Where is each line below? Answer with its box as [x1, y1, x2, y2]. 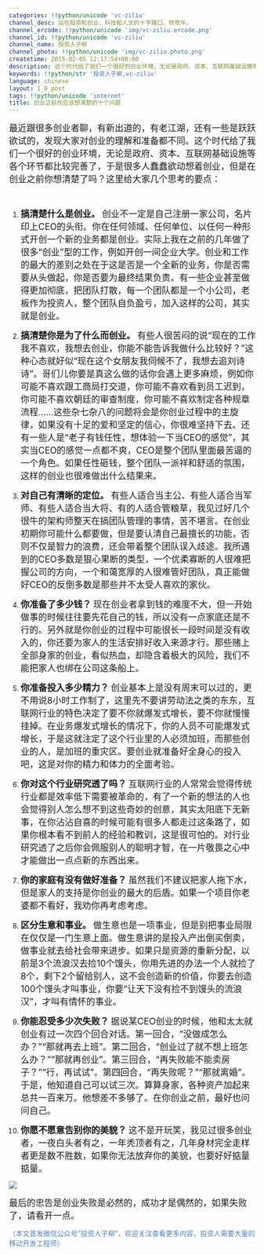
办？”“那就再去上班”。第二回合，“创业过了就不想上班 [20, 1042, 240, 1053]
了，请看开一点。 [9, 1210, 80, 1221]
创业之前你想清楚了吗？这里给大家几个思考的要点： [9, 173, 221, 185]
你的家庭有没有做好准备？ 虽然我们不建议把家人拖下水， [20, 874, 253, 886]
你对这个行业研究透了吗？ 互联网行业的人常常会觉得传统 [20, 779, 253, 790]
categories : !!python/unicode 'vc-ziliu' [9, 11, 146, 20]
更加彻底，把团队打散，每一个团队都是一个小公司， [29, 285, 241, 297]
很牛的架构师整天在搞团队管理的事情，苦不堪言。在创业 [20, 516, 250, 527]
